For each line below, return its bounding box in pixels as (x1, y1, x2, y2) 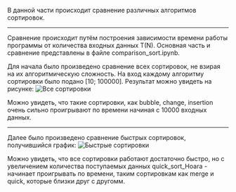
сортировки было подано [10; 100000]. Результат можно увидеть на (7, 77, 212, 85)
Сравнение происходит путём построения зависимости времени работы (7, 34, 228, 41)
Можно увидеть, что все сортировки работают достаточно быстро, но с (7, 155, 225, 162)
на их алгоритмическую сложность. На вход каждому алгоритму (7, 70, 204, 78)
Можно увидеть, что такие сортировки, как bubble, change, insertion (7, 98, 214, 106)
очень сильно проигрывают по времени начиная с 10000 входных (7, 105, 207, 114)
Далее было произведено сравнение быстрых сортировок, (7, 134, 186, 141)
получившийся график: (7, 141, 77, 149)
